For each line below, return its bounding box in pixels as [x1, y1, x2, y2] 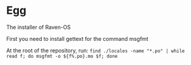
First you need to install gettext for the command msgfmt [6, 35, 149, 42]
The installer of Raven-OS [6, 23, 71, 31]
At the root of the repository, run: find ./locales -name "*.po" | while [6, 46, 185, 54]
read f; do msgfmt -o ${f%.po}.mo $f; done [6, 53, 118, 59]
